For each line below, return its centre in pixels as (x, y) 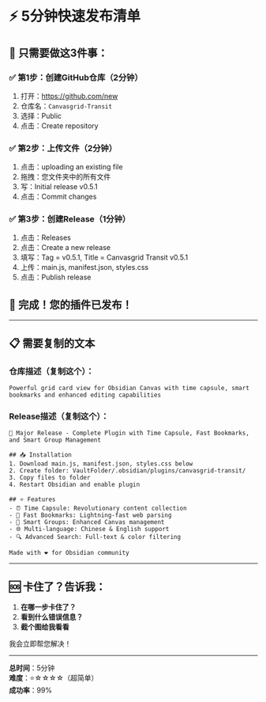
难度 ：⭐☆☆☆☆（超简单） (54, 678)
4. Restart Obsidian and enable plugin (75, 485)
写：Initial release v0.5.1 (59, 187)
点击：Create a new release (66, 248)
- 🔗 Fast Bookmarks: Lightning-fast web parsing (90, 515)
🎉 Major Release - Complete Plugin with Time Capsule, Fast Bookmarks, (129, 433)
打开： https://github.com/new (69, 96)
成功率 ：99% (31, 690)
